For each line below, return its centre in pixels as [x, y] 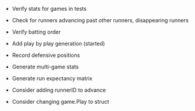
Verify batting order [37, 32]
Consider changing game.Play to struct [61, 102]
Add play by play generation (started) [59, 43]
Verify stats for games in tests [49, 9]
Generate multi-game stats [45, 67]
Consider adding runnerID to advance [59, 90]
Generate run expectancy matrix [52, 78]
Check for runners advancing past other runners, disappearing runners [100, 20]
